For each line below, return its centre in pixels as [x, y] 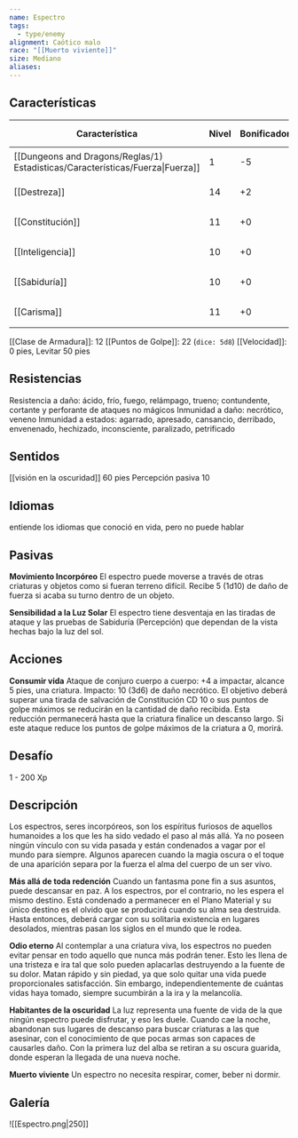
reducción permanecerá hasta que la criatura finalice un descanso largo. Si [146, 718]
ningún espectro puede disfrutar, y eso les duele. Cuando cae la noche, [140, 1020]
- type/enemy [41, 34]
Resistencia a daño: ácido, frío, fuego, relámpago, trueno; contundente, [140, 400]
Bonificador [265, 133]
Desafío [31, 756]
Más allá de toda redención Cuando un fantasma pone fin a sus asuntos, [143, 881]
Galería [30, 1102]
